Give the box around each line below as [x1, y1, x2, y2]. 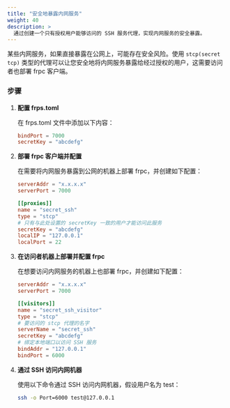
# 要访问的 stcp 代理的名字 [17, 319, 90, 326]
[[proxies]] [17, 200, 52, 207]
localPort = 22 [17, 239, 62, 246]
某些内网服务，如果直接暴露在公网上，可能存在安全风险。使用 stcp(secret [7, 50, 221, 58]
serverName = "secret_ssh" [17, 326, 96, 333]
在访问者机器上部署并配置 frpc [17, 252, 105, 261]
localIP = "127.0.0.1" [17, 232, 84, 239]
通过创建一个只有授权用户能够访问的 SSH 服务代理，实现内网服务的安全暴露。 [13, 29, 206, 37]
